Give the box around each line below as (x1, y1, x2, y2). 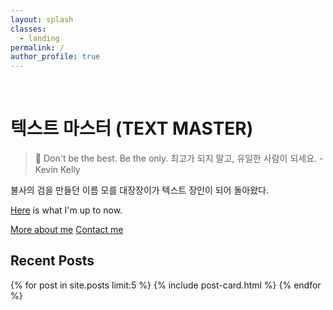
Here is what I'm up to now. (10, 204, 123, 216)
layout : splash (10, 14, 74, 25)
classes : (10, 24, 47, 34)
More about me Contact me (10, 224, 124, 236)
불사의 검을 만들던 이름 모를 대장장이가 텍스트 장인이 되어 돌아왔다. (10, 184, 269, 196)
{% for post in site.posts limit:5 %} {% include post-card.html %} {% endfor (10, 279, 322, 291)
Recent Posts (10, 252, 95, 270)
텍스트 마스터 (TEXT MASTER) (10, 117, 254, 140)
